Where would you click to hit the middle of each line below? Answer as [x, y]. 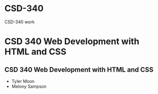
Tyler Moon [23, 81]
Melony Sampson [29, 86]
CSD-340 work [20, 22]
